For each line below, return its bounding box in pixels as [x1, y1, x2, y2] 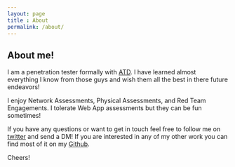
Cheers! [7, 154, 30, 162]
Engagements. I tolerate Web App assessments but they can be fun [7, 104, 202, 112]
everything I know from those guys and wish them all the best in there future [7, 75, 228, 84]
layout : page [7, 10, 46, 18]
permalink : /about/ [7, 23, 65, 30]
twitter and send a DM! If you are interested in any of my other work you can [7, 133, 228, 141]
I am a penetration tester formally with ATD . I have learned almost [7, 68, 196, 76]
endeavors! [7, 83, 40, 91]
